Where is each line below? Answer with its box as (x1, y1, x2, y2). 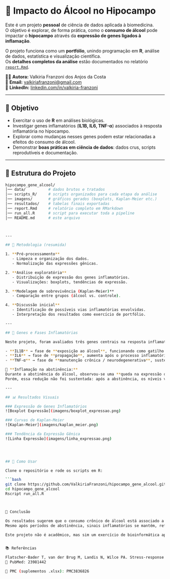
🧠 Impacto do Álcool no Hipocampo (5, 5, 156, 17)
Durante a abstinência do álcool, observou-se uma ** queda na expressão (5, 372, 162, 377)
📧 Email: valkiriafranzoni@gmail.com (5, 79, 82, 85)
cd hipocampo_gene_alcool (5, 486, 60, 492)
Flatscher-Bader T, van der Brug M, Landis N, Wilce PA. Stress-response (5, 555, 164, 560)
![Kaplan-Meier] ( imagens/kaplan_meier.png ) (5, 423, 99, 428)
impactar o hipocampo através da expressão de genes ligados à (5, 32, 142, 38)
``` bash (5, 477, 22, 482)
